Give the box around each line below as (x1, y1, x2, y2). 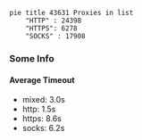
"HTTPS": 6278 (25, 24, 78, 33)
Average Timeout (9, 74, 75, 85)
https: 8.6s (21, 113, 63, 124)
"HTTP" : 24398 (25, 16, 82, 25)
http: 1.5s (21, 103, 56, 115)
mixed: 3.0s (21, 95, 65, 105)
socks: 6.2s (21, 123, 65, 134)
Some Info (9, 52, 55, 64)
